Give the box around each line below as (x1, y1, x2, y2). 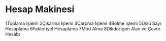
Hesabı (5, 31, 20, 37)
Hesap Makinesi (5, 4, 75, 15)
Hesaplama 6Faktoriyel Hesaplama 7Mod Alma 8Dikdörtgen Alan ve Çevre (5, 25, 161, 31)
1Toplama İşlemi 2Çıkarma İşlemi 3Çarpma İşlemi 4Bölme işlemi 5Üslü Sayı (5, 20, 161, 26)
